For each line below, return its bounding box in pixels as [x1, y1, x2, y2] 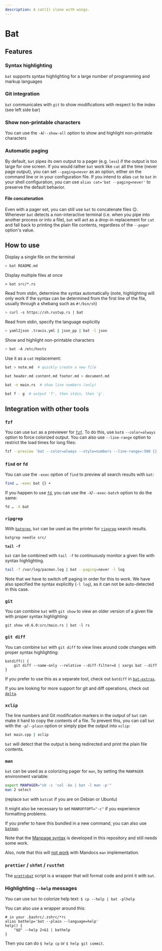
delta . [5, 690, 17, 696]
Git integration [5, 91, 40, 97]
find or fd [5, 460, 28, 467]
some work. [5, 840, 29, 846]
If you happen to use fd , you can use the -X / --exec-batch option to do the [5, 490, 152, 496]
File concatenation [5, 195, 44, 201]
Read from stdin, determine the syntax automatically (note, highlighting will [5, 291, 155, 296]
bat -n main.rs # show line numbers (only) [5, 382, 97, 388]
